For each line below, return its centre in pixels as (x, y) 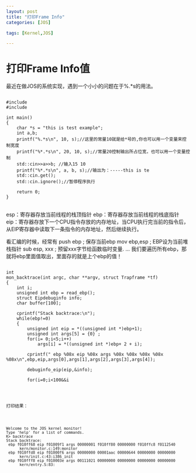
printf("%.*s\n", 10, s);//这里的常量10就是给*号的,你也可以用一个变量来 (99, 139)
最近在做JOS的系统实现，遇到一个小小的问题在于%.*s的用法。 (81, 86)
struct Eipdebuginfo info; (49, 298)
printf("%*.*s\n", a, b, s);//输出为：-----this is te (83, 170)
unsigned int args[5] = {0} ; (64, 334)
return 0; (29, 192)
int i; (25, 288)
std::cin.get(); (37, 176)
